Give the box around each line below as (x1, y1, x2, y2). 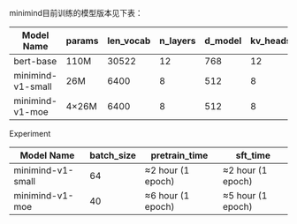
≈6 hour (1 (144, 190, 190, 201)
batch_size (89, 149, 137, 161)
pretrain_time (150, 149, 209, 161)
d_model (204, 34, 242, 47)
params (65, 34, 99, 47)
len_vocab (107, 34, 151, 47)
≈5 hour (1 (222, 190, 268, 201)
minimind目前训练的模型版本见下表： (9, 8, 143, 18)
